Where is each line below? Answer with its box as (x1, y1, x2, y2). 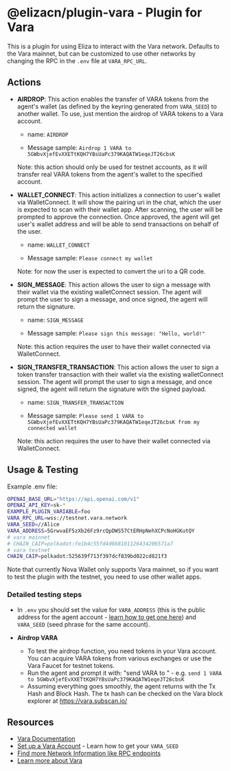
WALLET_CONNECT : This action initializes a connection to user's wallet (16, 190, 221, 199)
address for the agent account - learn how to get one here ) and (16, 613, 197, 621)
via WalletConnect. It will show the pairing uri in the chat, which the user (16, 198, 222, 206)
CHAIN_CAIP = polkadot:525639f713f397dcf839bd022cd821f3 (7, 553, 168, 560)
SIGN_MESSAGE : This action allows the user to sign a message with (16, 280, 211, 289)
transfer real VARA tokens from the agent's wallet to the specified (16, 170, 203, 178)
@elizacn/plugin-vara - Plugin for (7, 5, 203, 21)
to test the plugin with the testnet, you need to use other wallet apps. (7, 572, 202, 581)
